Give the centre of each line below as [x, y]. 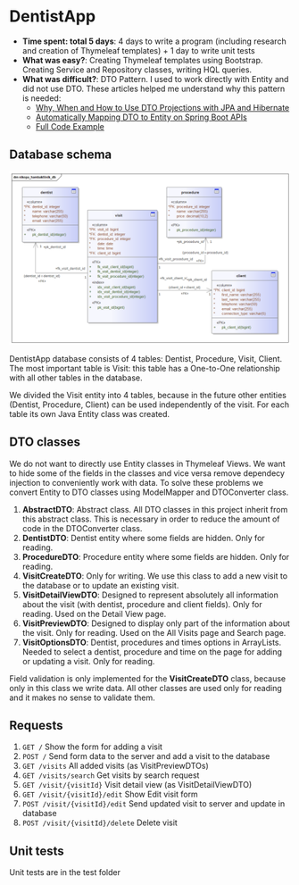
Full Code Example [70, 126]
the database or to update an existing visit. [100, 585]
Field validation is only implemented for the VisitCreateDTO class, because [148, 678]
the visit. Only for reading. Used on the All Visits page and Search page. [154, 632]
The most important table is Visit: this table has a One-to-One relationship [145, 368]
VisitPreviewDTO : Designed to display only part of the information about [156, 623]
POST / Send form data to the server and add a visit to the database [146, 756]
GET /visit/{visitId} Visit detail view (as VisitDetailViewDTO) [137, 785]
